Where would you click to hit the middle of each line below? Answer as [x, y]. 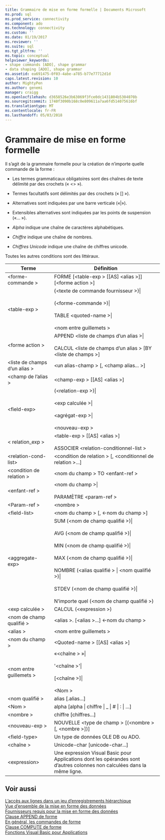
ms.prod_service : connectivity [37, 19]
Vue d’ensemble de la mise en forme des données [56, 806]
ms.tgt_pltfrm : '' [24, 51]
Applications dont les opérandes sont [97, 759]
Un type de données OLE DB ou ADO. [97, 737]
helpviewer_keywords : [27, 60]
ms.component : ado [24, 23]
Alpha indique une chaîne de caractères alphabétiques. [68, 227]
